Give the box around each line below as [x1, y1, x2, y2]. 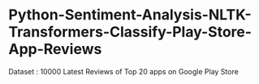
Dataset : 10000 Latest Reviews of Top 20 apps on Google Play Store [8, 66, 240, 76]
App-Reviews [8, 40, 102, 58]
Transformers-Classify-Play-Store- [8, 23, 253, 41]
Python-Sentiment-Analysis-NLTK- [8, 6, 252, 24]
